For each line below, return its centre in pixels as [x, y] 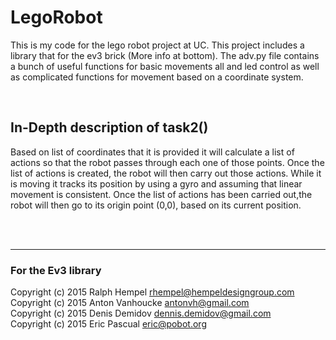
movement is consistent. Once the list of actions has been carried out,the [161, 194]
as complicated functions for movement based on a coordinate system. [157, 77]
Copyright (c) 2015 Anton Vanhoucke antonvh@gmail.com [130, 303]
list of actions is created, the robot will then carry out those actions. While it [166, 173]
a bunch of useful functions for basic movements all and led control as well [165, 66]
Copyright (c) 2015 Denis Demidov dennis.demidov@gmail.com [141, 313]
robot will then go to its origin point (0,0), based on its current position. [156, 205]
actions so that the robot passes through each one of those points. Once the [167, 162]
